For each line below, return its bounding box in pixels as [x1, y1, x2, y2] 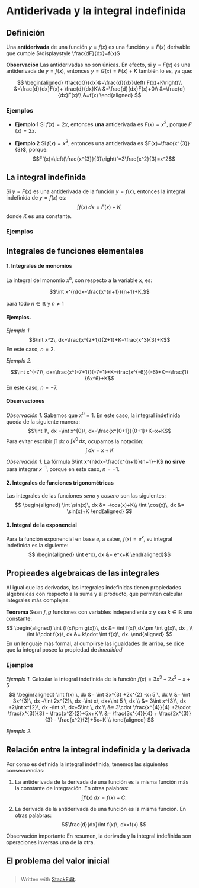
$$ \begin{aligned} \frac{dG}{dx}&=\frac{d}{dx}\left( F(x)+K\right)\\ [17, 79, 182, 86]
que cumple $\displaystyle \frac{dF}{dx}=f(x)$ [6, 50, 120, 57]
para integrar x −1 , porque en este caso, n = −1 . [6, 464, 120, 472]
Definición [6, 28, 46, 38]
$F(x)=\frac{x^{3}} [144, 139, 190, 146]
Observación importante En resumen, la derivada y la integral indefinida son [6, 832, 191, 839]
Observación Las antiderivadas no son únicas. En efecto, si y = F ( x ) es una [6, 61, 191, 68]
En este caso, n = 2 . [6, 345, 55, 352]
